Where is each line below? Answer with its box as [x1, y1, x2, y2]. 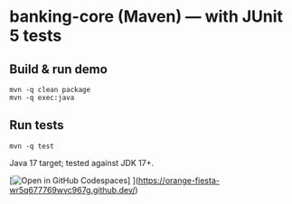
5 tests [9, 25, 62, 46]
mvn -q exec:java [9, 93, 75, 102]
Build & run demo [9, 61, 108, 77]
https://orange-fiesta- [138, 174, 220, 186]
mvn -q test [9, 142, 54, 151]
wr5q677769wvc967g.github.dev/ [9, 184, 136, 195]
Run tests [9, 117, 64, 133]
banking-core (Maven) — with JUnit [9, 6, 283, 27]
